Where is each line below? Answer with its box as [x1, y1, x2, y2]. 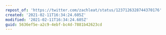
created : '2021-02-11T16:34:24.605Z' [5, 12, 86, 17]
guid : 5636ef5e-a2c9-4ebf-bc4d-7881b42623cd [5, 22, 102, 27]
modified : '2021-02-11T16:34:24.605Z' [5, 17, 88, 22]
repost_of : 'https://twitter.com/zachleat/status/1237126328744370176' [5, 7, 162, 13]
